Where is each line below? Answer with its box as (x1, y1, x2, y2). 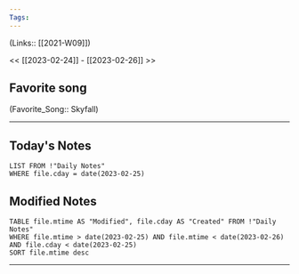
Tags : (9, 12, 29, 22)
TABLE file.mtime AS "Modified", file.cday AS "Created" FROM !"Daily (9, 217, 277, 227)
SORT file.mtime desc (9, 248, 90, 258)
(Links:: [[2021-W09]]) (9, 37, 91, 48)
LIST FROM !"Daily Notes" (9, 162, 105, 171)
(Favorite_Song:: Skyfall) (9, 104, 100, 115)
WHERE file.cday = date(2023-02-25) (9, 170, 145, 179)
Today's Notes (9, 138, 92, 153)
